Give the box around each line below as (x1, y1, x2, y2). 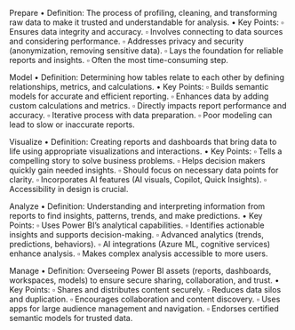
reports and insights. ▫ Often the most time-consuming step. (9, 55, 229, 65)
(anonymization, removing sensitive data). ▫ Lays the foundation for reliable (9, 45, 284, 56)
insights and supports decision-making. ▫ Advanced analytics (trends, (9, 229, 265, 239)
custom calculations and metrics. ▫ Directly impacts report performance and (9, 101, 287, 110)
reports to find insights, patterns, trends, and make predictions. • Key (9, 211, 263, 221)
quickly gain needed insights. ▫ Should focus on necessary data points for (9, 165, 279, 175)
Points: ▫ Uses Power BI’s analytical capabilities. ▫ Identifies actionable (9, 220, 265, 230)
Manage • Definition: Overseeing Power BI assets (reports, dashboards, (9, 266, 272, 276)
